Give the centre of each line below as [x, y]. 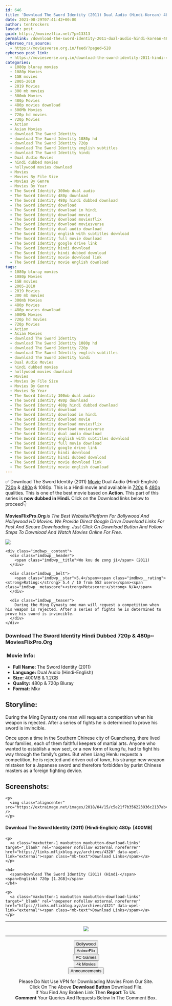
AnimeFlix [86, 950]
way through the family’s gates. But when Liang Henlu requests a [74, 754]
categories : [18, 62]
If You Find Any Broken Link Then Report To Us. [86, 992]
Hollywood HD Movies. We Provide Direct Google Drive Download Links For [85, 521]
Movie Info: [21, 656]
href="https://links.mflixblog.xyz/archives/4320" [60, 852]
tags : [11, 267]
